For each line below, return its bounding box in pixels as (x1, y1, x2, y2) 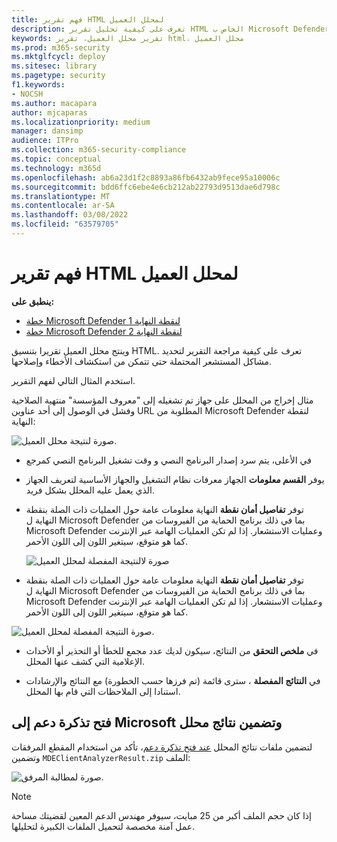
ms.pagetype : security (11, 71, 106, 81)
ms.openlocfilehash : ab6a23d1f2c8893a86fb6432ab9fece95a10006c (11, 172, 281, 183)
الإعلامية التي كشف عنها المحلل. (25, 655, 145, 667)
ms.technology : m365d (11, 163, 102, 173)
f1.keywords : (11, 80, 66, 90)
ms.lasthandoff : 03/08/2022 (11, 210, 129, 220)
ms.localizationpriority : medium (11, 117, 151, 127)
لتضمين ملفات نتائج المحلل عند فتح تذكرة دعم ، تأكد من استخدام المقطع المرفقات (11, 741, 313, 753)
